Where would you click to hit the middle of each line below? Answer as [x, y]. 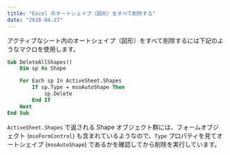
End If [41, 100]
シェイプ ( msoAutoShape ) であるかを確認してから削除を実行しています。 [120, 144]
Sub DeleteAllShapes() [40, 62]
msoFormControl [51, 136]
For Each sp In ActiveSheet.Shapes [71, 81]
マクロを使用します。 [49, 49]
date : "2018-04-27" [35, 20]
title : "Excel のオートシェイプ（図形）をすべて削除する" [82, 13]
